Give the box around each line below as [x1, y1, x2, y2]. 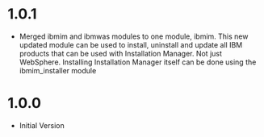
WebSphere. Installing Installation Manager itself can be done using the [19, 57, 257, 67]
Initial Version [19, 120, 65, 130]
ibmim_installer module [19, 65, 97, 75]
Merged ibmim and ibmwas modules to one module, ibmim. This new [19, 31, 249, 41]
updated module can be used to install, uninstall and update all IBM [19, 39, 243, 49]
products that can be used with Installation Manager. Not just [19, 48, 223, 58]
